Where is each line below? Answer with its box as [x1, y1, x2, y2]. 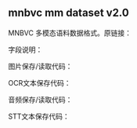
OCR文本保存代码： [8, 78, 71, 87]
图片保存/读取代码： [8, 61, 73, 71]
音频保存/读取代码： [8, 94, 73, 104]
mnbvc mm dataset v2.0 [8, 6, 129, 20]
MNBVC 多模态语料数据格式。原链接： [8, 27, 132, 38]
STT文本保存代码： [8, 112, 70, 121]
